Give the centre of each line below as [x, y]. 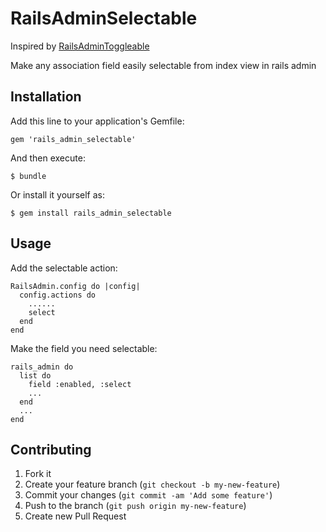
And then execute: [48, 158]
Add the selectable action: [64, 268]
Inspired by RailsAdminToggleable [80, 46]
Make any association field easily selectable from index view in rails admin [163, 65]
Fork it [38, 474]
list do [35, 375]
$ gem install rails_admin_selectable [91, 213]
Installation [46, 97]
